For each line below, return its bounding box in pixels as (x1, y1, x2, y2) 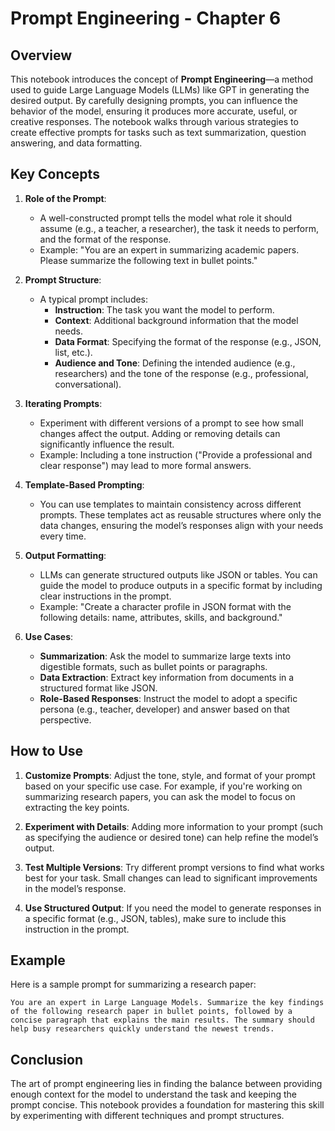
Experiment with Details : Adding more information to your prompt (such (24, 820, 323, 832)
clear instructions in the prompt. (39, 590, 172, 602)
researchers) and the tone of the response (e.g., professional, (54, 367, 309, 379)
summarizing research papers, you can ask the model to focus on (24, 790, 296, 802)
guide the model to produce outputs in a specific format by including (39, 579, 323, 591)
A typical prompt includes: (39, 293, 149, 305)
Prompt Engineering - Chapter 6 (10, 7, 282, 30)
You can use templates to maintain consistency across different (39, 498, 302, 510)
